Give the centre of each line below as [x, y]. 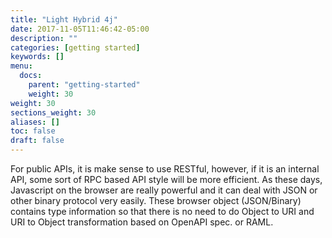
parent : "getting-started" [84, 85]
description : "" [44, 38]
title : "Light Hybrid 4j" [64, 19]
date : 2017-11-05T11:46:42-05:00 [80, 29]
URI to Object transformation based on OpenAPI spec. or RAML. [142, 222]
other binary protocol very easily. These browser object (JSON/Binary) [156, 200]
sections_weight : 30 [53, 112]
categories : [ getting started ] [75, 47]
